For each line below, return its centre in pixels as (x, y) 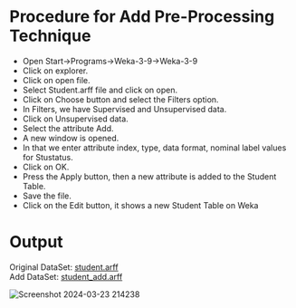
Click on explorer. (55, 71)
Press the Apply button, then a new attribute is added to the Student (149, 176)
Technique (50, 36)
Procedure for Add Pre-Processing (142, 17)
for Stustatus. (48, 157)
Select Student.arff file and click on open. (100, 90)
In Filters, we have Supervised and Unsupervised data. (124, 109)
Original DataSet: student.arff (64, 267)
